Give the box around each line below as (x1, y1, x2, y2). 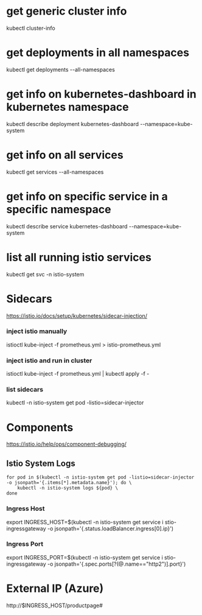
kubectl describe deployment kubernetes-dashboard (6, 120, 139, 127)
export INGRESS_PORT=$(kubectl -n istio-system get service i (6, 553, 163, 561)
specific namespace (6, 202, 111, 216)
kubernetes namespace (6, 100, 129, 114)
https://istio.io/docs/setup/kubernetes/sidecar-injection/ (6, 312, 148, 319)
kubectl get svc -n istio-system (6, 270, 85, 278)
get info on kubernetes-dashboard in (6, 87, 197, 101)
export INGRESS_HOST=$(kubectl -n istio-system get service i (6, 518, 164, 525)
